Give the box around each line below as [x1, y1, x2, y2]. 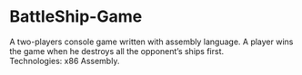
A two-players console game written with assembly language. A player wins [9, 36, 294, 47]
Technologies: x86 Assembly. [9, 55, 120, 66]
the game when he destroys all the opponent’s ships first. [9, 45, 225, 56]
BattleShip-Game [9, 6, 143, 27]
